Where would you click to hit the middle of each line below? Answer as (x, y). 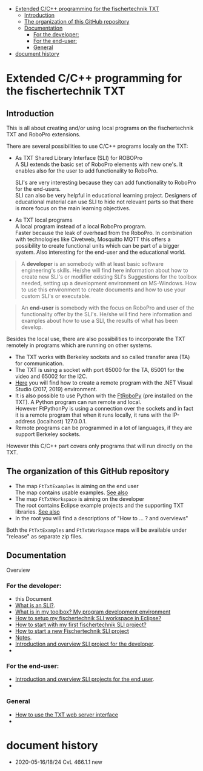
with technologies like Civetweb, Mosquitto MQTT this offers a (93, 239)
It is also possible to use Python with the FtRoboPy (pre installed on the (104, 395)
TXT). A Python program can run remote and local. (78, 402)
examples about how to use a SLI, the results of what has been (99, 321)
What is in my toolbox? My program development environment (93, 612)
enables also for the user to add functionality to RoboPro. (86, 171)
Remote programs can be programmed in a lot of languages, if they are (104, 428)
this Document (33, 598)
